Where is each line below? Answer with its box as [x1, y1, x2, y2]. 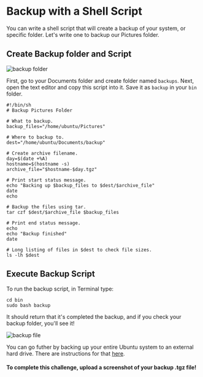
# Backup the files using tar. [6, 204, 86, 210]
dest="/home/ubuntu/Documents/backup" [6, 139, 105, 145]
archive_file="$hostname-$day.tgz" [6, 166, 98, 172]
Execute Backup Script [6, 268, 95, 280]
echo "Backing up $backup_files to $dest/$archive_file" [6, 182, 155, 188]
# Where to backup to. [6, 134, 64, 140]
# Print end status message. [6, 219, 81, 226]
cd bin [6, 297, 23, 303]
